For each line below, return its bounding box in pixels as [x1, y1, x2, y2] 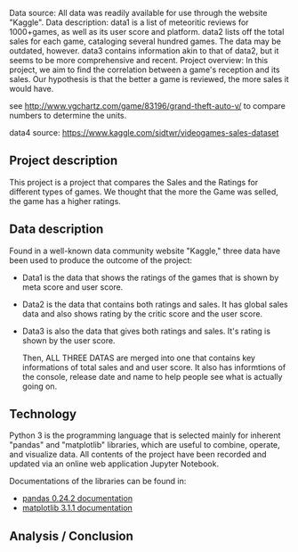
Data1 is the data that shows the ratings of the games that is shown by [21, 272, 279, 283]
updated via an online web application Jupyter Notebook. [9, 458, 220, 469]
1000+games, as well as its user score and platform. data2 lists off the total [9, 27, 285, 37]
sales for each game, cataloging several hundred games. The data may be [9, 36, 282, 46]
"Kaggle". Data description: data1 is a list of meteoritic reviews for [9, 17, 249, 28]
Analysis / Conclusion [9, 528, 133, 543]
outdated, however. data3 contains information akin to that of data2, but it [9, 45, 279, 56]
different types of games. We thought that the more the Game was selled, [9, 186, 278, 197]
